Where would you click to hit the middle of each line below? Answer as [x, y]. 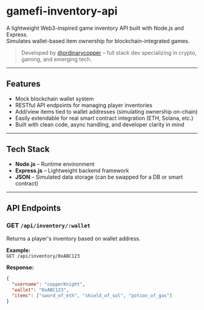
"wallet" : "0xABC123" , [40, 290]
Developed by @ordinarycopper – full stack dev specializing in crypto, [109, 52]
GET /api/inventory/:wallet [49, 225]
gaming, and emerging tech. [56, 59]
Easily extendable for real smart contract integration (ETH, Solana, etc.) [104, 118]
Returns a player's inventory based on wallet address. [73, 239]
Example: [19, 250]
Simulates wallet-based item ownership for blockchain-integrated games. [98, 41]
